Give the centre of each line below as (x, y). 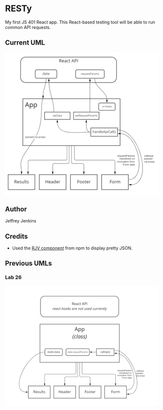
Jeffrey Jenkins (21, 221)
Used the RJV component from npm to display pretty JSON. (72, 248)
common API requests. (28, 27)
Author (16, 209)
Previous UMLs (29, 263)
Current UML (25, 43)
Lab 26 (13, 277)
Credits (17, 236)
